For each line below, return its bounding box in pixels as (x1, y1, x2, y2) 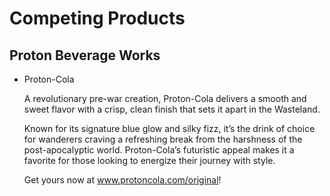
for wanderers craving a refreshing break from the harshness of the (23, 133, 303, 145)
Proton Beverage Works (9, 47, 161, 64)
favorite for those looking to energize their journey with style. (23, 155, 276, 166)
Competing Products (9, 7, 186, 30)
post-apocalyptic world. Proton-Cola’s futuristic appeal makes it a (23, 144, 295, 156)
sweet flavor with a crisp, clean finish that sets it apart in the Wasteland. (23, 103, 321, 115)
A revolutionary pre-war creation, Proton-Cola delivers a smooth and (23, 93, 307, 104)
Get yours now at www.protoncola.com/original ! (23, 174, 222, 186)
